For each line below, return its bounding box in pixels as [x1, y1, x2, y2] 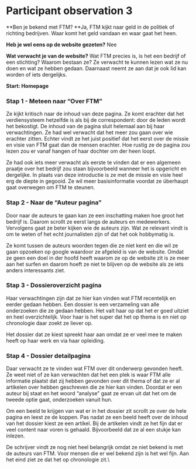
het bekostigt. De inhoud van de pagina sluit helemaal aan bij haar [6, 123, 165, 130]
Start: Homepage [6, 82, 49, 89]
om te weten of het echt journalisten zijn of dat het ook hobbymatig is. [6, 230, 175, 238]
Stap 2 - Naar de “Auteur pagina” [6, 198, 102, 207]
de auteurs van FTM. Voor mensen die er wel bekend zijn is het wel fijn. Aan [6, 450, 189, 457]
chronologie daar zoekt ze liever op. [6, 319, 93, 326]
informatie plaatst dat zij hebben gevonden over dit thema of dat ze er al [6, 378, 180, 385]
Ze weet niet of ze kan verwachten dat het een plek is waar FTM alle [6, 371, 171, 378]
